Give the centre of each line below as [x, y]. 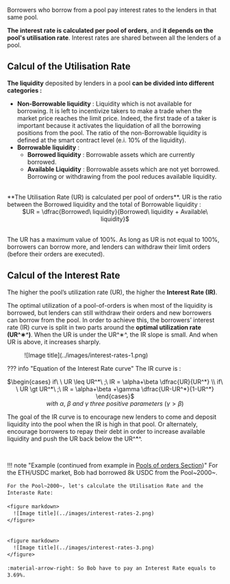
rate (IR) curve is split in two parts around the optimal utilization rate [104, 327]
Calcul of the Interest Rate [64, 276]
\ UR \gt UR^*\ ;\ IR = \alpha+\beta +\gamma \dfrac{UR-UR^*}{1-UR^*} [115, 389]
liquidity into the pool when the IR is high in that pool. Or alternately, [103, 424]
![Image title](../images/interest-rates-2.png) [84, 513]
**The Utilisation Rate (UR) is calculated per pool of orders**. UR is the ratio [115, 197]
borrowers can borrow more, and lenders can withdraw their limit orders [109, 247]
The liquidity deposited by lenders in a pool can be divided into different [111, 83]
